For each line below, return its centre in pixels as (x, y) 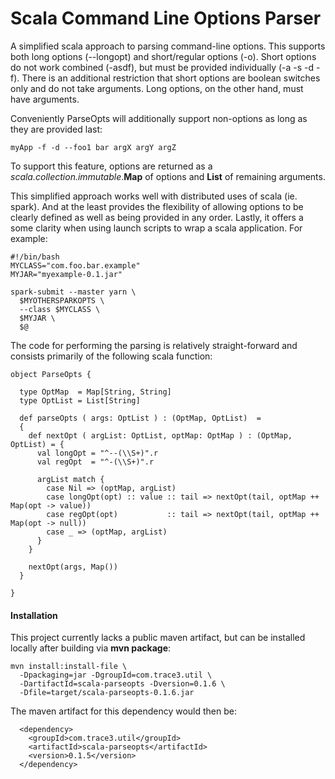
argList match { (70, 479)
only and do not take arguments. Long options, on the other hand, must (157, 88)
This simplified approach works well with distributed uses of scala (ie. (154, 196)
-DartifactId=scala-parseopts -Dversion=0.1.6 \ (122, 684)
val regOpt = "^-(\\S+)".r (95, 462)
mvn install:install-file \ (69, 667)
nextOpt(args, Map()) (73, 567)
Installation (34, 615)
